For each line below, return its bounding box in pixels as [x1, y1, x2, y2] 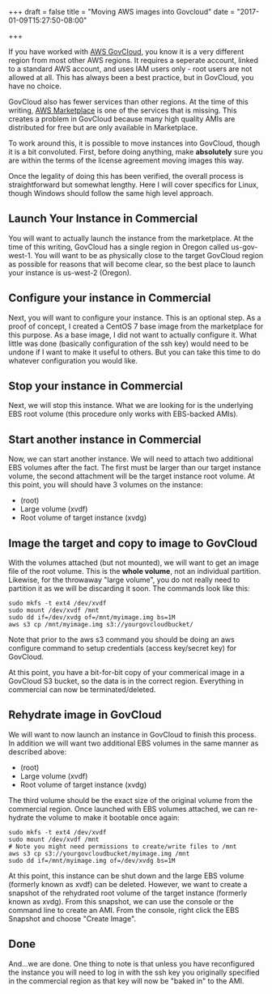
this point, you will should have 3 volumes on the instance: [8, 480, 203, 490]
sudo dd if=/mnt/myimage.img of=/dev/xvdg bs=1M [8, 856, 176, 864]
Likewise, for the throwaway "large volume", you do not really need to [8, 575, 240, 585]
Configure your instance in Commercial [8, 291, 211, 305]
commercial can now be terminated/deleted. [8, 685, 156, 695]
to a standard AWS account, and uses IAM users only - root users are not [8, 64, 253, 74]
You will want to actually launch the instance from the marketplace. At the [8, 233, 254, 243]
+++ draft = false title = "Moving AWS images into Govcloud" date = [8, 7, 236, 16]
